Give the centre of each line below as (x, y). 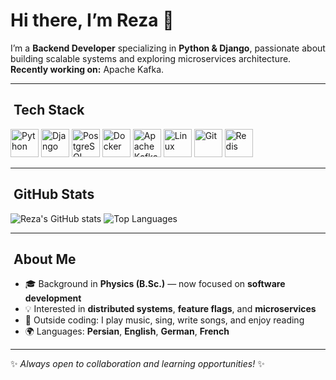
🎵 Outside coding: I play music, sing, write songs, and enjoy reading (164, 320)
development (53, 298)
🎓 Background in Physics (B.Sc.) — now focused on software (155, 284)
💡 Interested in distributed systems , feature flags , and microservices (170, 309)
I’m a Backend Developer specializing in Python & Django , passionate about (168, 48)
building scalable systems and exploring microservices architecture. (151, 58)
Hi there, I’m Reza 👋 (92, 20)
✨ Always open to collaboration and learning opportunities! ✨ (137, 364)
